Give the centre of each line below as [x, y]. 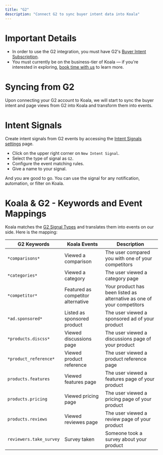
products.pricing [27, 399]
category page [122, 279]
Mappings [26, 214]
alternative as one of [128, 299]
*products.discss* [29, 339]
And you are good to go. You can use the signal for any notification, [73, 178]
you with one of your [129, 259]
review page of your [128, 419]
